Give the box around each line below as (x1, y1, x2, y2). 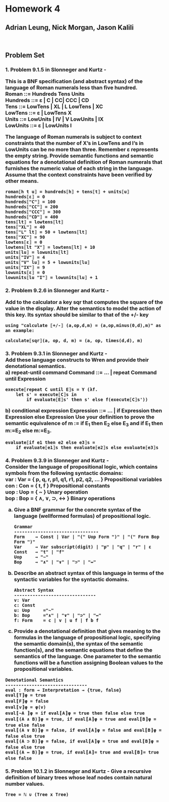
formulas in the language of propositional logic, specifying (14, 634, 160, 641)
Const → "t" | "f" (14, 549, 65, 555)
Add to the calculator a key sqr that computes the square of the (5, 298, 163, 305)
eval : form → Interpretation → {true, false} (5, 687, 122, 693)
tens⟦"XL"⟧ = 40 (5, 224, 45, 230)
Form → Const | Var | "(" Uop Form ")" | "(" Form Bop (14, 534, 160, 540)
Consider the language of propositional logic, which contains (5, 463, 158, 470)
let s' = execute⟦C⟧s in (16, 392, 77, 398)
